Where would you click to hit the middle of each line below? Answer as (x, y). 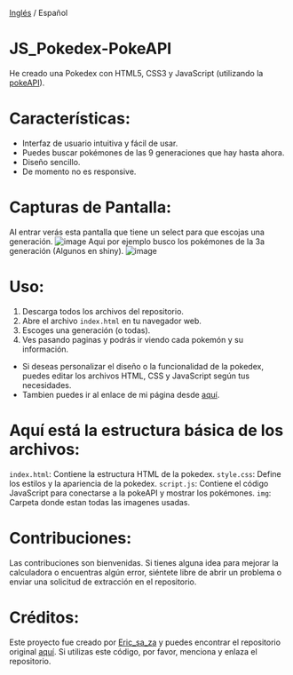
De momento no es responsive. (79, 171)
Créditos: (44, 617)
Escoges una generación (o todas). (86, 330)
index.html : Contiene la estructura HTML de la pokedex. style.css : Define (145, 473)
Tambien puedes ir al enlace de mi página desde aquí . (121, 394)
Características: (70, 119)
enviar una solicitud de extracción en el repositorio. (103, 582)
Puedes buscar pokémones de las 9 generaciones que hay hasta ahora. (153, 152)
